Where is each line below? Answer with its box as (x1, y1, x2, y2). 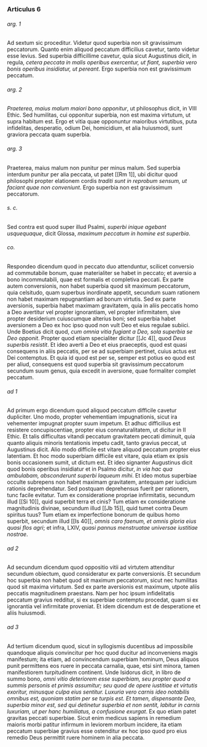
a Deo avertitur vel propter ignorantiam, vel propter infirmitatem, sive (7, 308, 181, 315)
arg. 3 (7, 145, 22, 152)
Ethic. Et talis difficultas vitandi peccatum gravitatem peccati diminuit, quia (7, 433, 195, 440)
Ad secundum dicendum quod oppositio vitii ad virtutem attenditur (7, 563, 175, 571)
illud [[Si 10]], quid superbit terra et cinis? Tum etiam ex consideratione (7, 498, 186, 505)
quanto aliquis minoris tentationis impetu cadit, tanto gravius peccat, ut (7, 439, 187, 447)
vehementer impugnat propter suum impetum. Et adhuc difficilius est (7, 420, 181, 427)
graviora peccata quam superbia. (7, 131, 92, 138)
